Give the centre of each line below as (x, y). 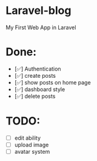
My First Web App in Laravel (41, 27)
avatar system (32, 151)
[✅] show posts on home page (53, 82)
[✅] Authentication (38, 69)
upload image (32, 145)
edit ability (27, 138)
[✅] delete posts (35, 96)
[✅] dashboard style (40, 89)
